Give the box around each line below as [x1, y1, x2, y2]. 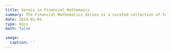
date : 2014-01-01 [5, 17, 42, 22]
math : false [5, 26, 31, 31]
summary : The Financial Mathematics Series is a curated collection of [5, 12, 160, 17]
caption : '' [10, 40, 36, 45]
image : [5, 35, 19, 40]
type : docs [5, 21, 28, 27]
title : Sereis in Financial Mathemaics [5, 7, 90, 13]
